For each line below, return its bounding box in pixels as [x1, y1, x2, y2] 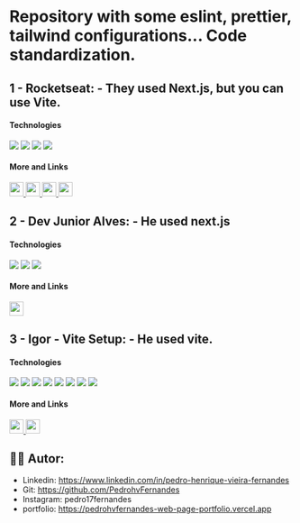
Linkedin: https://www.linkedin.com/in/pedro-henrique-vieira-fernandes [22, 475, 290, 486]
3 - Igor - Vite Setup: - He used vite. [9, 332, 214, 347]
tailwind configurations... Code [9, 25, 248, 46]
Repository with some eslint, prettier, [9, 6, 292, 27]
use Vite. [9, 95, 61, 110]
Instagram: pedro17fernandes [22, 494, 132, 505]
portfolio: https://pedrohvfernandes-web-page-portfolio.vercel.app [22, 503, 272, 515]
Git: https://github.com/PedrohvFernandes [22, 484, 180, 495]
